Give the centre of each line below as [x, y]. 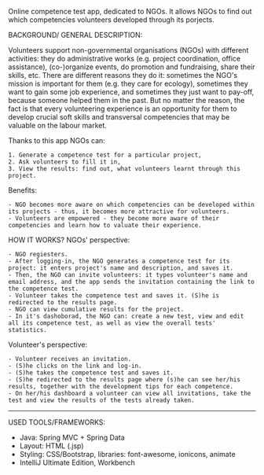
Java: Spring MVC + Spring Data [72, 437]
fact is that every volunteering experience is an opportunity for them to [123, 109]
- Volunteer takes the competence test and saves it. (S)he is [114, 296]
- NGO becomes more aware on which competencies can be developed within [132, 204]
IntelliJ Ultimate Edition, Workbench [77, 462]
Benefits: [23, 190]
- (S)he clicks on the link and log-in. [75, 366]
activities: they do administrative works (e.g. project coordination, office [125, 59]
